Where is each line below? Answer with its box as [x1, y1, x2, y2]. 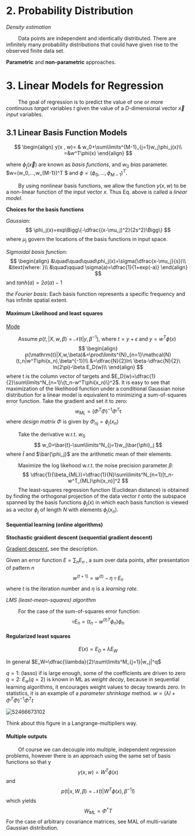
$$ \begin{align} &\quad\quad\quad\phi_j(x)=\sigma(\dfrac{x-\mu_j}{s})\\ [10, 257, 186, 264]
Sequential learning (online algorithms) [6, 521, 103, 528]
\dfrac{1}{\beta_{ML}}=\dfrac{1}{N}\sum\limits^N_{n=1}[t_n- [30, 471, 174, 478]
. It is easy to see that [119, 379, 170, 386]
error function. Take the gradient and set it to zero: [6, 397, 128, 404]
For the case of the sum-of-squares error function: [18, 607, 140, 615]
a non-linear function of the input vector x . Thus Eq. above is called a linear [6, 188, 187, 195]
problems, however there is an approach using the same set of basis [6, 752, 171, 759]
